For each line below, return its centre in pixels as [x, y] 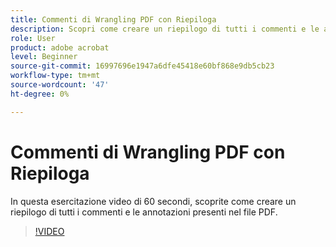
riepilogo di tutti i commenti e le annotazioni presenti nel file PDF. [144, 212]
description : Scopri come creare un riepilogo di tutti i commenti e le [165, 29]
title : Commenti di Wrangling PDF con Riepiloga [113, 19]
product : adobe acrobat [60, 47]
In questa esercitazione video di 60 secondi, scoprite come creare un [153, 201]
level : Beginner [44, 57]
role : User [33, 38]
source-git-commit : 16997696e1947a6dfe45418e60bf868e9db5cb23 [142, 66]
